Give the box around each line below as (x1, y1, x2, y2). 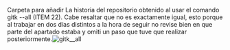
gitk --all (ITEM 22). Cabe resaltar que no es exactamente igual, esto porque (7, 13, 223, 21)
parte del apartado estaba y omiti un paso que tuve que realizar (7, 27, 187, 36)
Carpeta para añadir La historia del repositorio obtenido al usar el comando (7, 6, 220, 14)
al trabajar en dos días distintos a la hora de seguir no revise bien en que (7, 21, 213, 28)
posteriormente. (7, 35, 53, 43)
